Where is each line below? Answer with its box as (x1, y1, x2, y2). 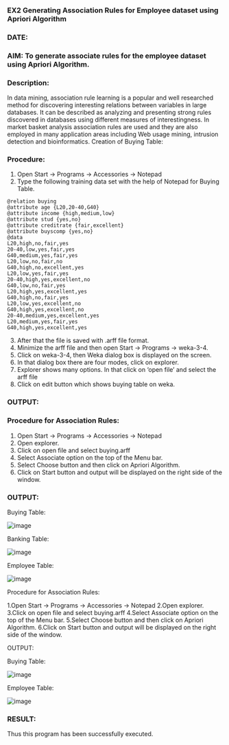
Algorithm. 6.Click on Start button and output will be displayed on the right (7, 623, 217, 631)
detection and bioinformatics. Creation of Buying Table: (7, 137, 163, 146)
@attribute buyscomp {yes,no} (7, 228, 94, 235)
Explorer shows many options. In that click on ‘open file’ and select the (16, 366, 217, 374)
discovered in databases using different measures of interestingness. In (7, 115, 210, 124)
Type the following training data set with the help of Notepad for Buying (16, 177, 219, 186)
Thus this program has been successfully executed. (7, 730, 154, 738)
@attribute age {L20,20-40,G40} (7, 204, 99, 211)
